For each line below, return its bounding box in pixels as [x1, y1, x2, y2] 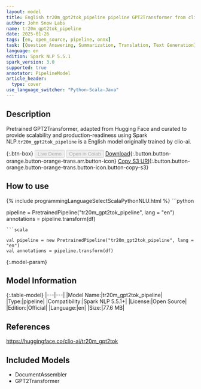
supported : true [6, 64, 47, 71]
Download [105, 149, 130, 157]
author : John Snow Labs [6, 20, 66, 26]
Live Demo [38, 151, 62, 157]
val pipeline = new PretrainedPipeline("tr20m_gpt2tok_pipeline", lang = [6, 237, 194, 243]
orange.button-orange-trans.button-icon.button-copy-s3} [6, 163, 149, 171]
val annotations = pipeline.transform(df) [6, 247, 114, 254]
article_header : [6, 76, 47, 82]
